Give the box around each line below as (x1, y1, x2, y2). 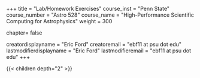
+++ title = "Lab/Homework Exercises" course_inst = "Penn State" (6, 5, 169, 12)
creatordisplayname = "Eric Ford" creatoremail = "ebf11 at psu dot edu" (6, 41, 181, 48)
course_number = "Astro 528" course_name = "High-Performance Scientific (6, 11, 195, 18)
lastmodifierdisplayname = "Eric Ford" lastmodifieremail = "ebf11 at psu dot (6, 47, 192, 54)
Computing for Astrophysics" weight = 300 (6, 18, 113, 24)
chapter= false (6, 29, 43, 36)
